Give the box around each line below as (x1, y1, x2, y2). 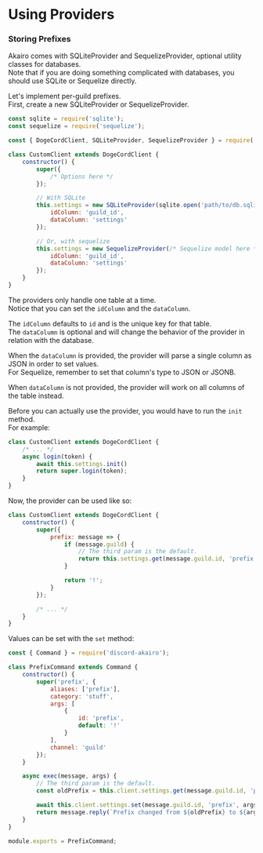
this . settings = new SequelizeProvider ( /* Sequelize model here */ (36, 245, 261, 253)
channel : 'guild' (49, 743, 107, 751)
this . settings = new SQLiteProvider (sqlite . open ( (36, 202, 201, 210)
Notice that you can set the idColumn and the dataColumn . (8, 304, 191, 313)
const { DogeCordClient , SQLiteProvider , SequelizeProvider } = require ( (8, 137, 254, 144)
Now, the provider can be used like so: (8, 496, 132, 505)
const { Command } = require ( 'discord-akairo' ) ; (8, 649, 170, 657)
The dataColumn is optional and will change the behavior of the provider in (8, 327, 245, 337)
